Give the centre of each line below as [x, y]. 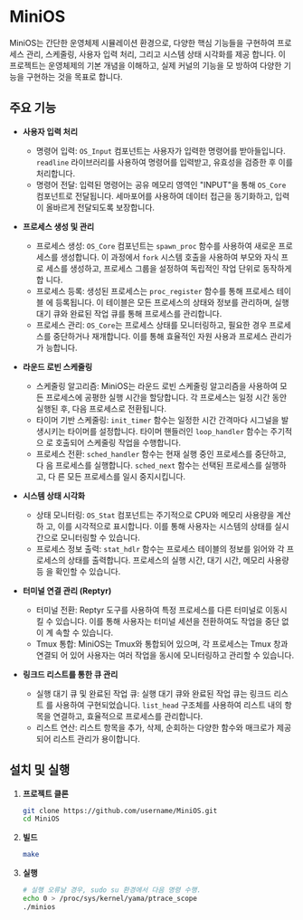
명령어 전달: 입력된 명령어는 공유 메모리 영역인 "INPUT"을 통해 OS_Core [161, 185]
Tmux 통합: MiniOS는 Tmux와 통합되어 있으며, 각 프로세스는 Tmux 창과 [162, 643]
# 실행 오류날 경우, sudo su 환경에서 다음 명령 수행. [112, 890]
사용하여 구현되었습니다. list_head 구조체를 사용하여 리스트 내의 [169, 705]
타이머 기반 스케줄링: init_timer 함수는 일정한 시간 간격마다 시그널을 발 [162, 420]
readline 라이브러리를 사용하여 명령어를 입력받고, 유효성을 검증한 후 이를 [165, 162]
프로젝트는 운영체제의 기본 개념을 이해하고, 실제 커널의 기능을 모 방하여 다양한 [146, 65]
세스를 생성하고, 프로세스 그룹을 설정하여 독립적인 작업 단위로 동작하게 [169, 268]
